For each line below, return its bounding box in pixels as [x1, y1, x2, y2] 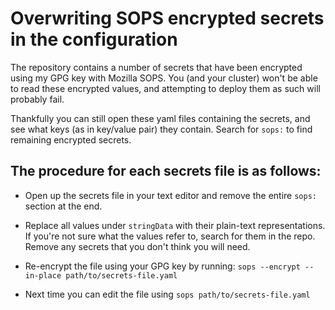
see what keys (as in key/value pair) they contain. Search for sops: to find [10, 123, 313, 135]
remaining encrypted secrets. [10, 133, 132, 146]
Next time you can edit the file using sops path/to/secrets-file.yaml [24, 288, 311, 300]
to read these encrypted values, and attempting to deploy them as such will [10, 82, 321, 94]
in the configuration [10, 28, 178, 51]
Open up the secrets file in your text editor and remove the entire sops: [24, 189, 317, 201]
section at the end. [24, 200, 103, 212]
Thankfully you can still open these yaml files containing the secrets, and [10, 112, 311, 124]
